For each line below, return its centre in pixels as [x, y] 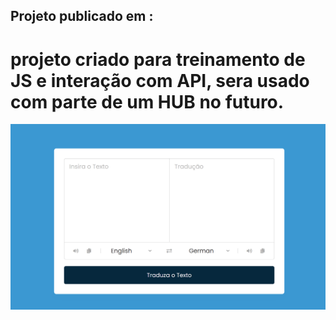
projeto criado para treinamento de [158, 59]
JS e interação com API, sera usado [160, 80]
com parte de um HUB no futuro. [147, 101]
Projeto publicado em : [82, 16]
